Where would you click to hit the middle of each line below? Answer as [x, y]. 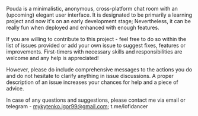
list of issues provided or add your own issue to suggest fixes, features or [96, 45]
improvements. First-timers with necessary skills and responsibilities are [94, 52]
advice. [15, 88]
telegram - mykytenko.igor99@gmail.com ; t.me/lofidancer [77, 106]
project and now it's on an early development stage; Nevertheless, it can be [99, 21]
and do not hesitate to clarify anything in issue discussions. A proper [90, 76]
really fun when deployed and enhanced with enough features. [83, 27]
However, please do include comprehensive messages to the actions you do [99, 70]
